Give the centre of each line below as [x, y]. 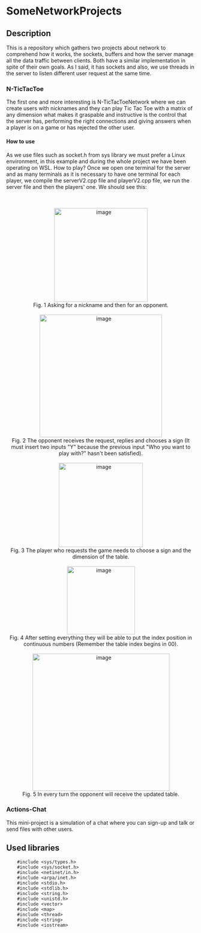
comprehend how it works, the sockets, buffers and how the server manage [100, 54]
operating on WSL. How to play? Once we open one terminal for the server [98, 167]
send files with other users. [40, 829]
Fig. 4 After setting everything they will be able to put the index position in [101, 637]
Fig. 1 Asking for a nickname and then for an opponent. [101, 305]
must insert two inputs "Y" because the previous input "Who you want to [101, 447]
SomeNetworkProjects [64, 11]
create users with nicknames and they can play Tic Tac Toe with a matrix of [100, 108]
